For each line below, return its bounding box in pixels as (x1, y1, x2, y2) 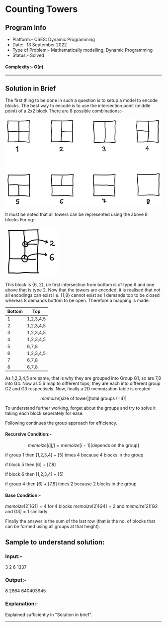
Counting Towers (5, 3, 78, 15)
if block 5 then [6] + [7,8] (5, 461, 56, 468)
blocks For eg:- (5, 216, 36, 222)
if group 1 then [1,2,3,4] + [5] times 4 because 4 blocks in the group (5, 452, 144, 458)
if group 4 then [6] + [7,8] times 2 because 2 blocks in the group (5, 481, 137, 487)
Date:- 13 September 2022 (12, 42, 67, 48)
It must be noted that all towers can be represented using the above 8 (5, 211, 148, 217)
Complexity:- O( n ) (5, 64, 44, 70)
